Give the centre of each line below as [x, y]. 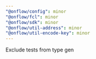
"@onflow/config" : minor [36, 11]
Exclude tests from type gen [40, 50]
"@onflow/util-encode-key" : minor [48, 33]
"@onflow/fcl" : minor [32, 17]
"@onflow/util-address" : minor [44, 28]
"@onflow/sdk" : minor [32, 22]
